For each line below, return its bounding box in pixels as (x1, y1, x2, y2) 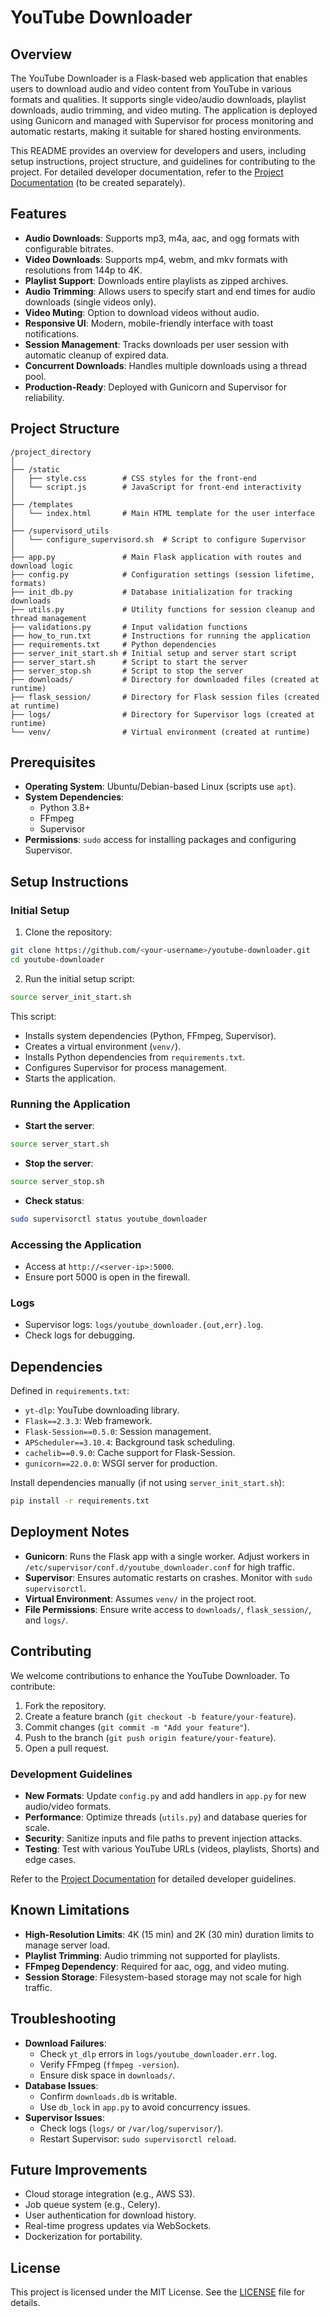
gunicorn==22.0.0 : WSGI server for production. (24, 1457, 218, 1470)
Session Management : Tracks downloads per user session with (24, 338, 290, 350)
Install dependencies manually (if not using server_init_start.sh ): (10, 1477, 285, 1489)
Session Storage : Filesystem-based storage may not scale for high (24, 1971, 302, 1983)
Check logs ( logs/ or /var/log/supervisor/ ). (39, 2122, 224, 2134)
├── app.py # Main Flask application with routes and (10, 552, 302, 562)
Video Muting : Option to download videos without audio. (24, 306, 260, 318)
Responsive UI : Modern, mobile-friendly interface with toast (24, 317, 274, 329)
